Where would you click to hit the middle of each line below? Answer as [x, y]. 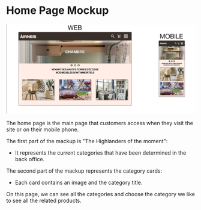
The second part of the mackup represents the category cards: [84, 171]
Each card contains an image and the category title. [79, 182]
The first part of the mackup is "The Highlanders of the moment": [87, 141]
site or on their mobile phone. [43, 129]
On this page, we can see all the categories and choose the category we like [100, 194]
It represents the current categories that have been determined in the [100, 153]
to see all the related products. [44, 200]
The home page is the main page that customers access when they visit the [100, 123]
